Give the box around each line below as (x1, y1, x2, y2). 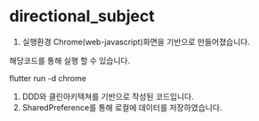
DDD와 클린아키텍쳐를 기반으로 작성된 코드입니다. (21, 91, 194, 102)
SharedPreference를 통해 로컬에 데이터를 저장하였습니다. (21, 102, 223, 112)
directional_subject (9, 6, 155, 26)
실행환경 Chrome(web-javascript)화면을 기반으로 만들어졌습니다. (21, 36, 251, 47)
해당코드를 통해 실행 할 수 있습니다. (9, 55, 131, 65)
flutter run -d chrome (9, 72, 87, 83)
